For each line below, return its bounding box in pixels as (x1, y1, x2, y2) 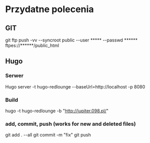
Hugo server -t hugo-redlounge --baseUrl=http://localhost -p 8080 (5, 83, 145, 89)
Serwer (5, 72, 24, 79)
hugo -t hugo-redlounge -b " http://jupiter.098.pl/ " (5, 108, 109, 114)
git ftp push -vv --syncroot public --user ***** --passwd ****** (5, 37, 138, 43)
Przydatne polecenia (5, 4, 94, 15)
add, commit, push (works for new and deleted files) (5, 120, 136, 127)
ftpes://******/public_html (5, 42, 60, 49)
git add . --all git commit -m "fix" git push (5, 132, 91, 138)
